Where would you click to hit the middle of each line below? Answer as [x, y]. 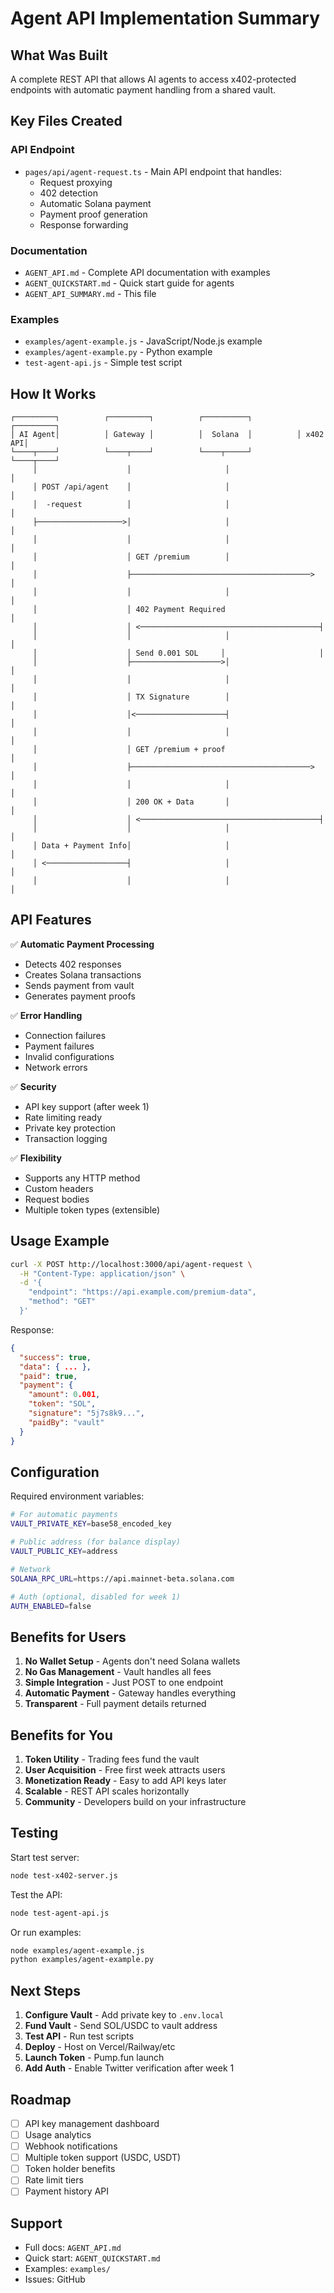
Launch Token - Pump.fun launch [94, 2058]
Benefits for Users [68, 1637]
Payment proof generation [93, 214]
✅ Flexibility [36, 1158]
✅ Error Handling [46, 1015]
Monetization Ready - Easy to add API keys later [125, 1781]
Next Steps [45, 1990]
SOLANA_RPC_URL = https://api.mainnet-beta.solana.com [122, 1578]
